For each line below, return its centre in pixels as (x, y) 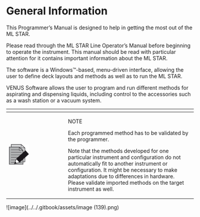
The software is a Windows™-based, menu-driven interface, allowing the (95, 69)
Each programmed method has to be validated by (128, 133)
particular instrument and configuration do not (124, 157)
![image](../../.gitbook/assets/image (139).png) (62, 207)
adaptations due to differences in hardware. (121, 176)
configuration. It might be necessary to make (123, 170)
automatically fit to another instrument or (118, 163)
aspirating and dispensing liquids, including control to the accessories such (99, 94)
